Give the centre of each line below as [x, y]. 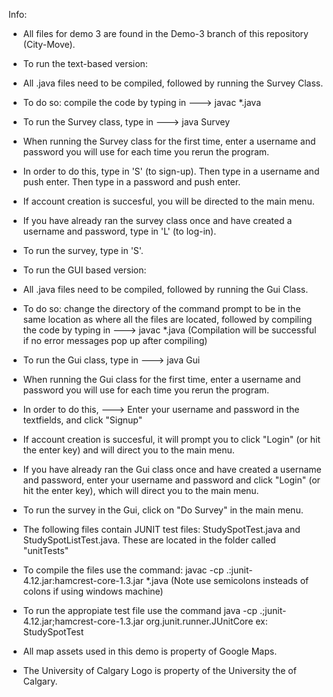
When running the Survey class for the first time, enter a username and [169, 141]
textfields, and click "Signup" [82, 420]
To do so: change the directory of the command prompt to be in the [161, 308]
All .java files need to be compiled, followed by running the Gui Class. [165, 289]
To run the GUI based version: [84, 270]
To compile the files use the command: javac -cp [123, 570]
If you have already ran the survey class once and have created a [157, 220]
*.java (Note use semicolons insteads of [227, 580]
